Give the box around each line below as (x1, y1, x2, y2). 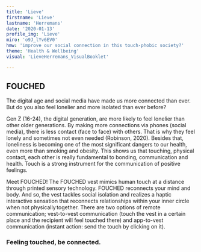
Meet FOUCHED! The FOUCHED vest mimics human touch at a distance (6, 178, 185, 186)
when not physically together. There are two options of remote (6, 204, 161, 211)
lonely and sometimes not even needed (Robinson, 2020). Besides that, (6, 134, 184, 142)
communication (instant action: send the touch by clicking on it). (6, 223, 165, 230)
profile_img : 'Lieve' (6, 31, 61, 37)
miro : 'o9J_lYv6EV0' (6, 37, 58, 43)
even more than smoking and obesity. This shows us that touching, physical (6, 147, 194, 154)
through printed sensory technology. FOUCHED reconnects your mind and (6, 184, 191, 192)
